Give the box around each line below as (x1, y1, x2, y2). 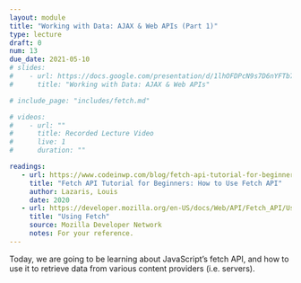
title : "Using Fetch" (29, 212, 110, 221)
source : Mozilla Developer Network (29, 221, 163, 230)
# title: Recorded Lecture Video (9, 129, 154, 138)
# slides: (9, 64, 47, 73)
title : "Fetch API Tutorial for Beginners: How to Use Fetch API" (29, 179, 282, 188)
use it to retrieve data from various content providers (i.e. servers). (9, 262, 255, 274)
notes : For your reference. (29, 229, 134, 238)
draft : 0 (9, 38, 42, 48)
